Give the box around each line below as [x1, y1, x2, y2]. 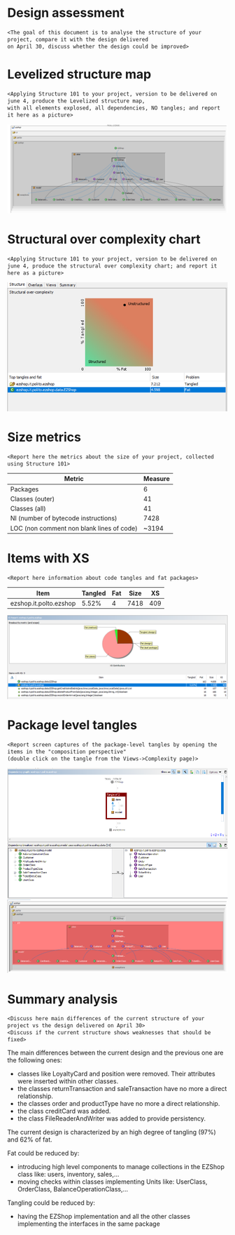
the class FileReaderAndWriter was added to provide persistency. [17, 1114, 206, 1123]
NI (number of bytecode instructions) [10, 514, 117, 522]
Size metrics [7, 430, 82, 445]
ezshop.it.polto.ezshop [10, 599, 76, 607]
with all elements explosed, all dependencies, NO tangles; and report [7, 104, 220, 112]
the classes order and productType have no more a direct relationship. [17, 1099, 220, 1108]
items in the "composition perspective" [7, 748, 127, 755]
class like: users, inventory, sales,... [17, 1170, 120, 1179]
